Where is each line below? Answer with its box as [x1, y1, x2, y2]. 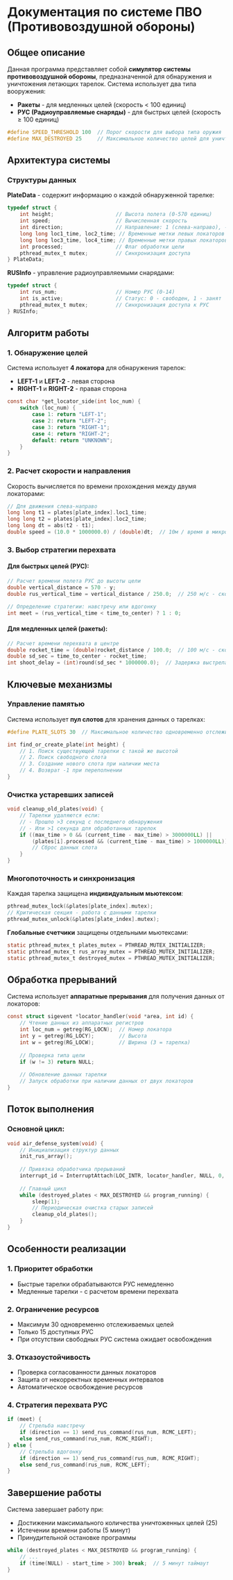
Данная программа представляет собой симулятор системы [7, 65, 191, 73]
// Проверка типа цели [19, 1051, 85, 1059]
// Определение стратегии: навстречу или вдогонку [7, 603, 157, 610]
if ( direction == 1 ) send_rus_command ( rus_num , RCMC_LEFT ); [19, 1429, 197, 1436]
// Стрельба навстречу [19, 1422, 85, 1429]
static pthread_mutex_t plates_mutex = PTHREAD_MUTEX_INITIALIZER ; [7, 942, 207, 949]
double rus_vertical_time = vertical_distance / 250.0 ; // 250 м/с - [7, 590, 216, 597]
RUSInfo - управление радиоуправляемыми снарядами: [7, 269, 175, 277]
